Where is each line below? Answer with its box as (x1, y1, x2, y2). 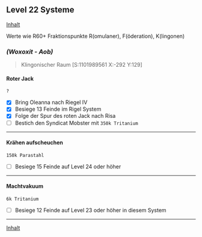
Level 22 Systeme (6, 5, 75, 15)
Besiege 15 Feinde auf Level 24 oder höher (14, 162, 121, 170)
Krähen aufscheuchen (6, 139, 63, 146)
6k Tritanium (6, 196, 39, 202)
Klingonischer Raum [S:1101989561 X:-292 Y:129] (20, 61, 142, 69)
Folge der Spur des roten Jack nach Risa (14, 112, 116, 120)
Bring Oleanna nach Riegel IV (14, 99, 88, 106)
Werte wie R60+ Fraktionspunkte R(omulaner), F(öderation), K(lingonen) (6, 32, 185, 40)
